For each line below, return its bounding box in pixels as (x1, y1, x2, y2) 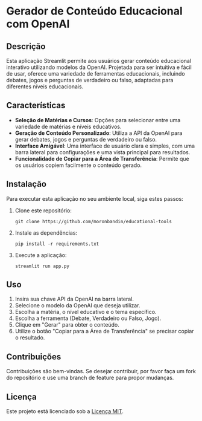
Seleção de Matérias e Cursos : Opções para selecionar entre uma (14, 116, 181, 123)
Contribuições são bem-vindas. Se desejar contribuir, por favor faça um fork (6, 368, 196, 375)
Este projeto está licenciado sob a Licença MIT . (6, 408, 124, 415)
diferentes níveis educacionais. (6, 83, 84, 90)
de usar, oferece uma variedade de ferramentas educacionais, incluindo (6, 70, 185, 77)
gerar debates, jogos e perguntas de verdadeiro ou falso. (14, 135, 157, 143)
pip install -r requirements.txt (14, 241, 99, 247)
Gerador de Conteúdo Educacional (6, 4, 183, 18)
